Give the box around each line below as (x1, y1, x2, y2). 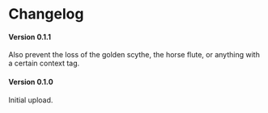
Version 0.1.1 (8, 31, 51, 41)
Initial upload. (8, 94, 53, 105)
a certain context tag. (8, 58, 80, 69)
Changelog (8, 5, 84, 23)
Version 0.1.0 (8, 77, 54, 86)
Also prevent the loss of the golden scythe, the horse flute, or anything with (8, 50, 261, 60)
